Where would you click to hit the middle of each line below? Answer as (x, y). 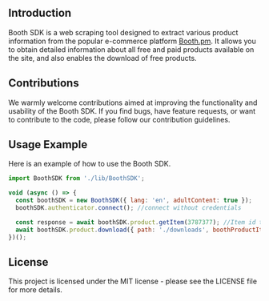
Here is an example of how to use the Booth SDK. (90, 164)
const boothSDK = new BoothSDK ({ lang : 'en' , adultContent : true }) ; (134, 201)
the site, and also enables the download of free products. (103, 58)
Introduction (40, 13)
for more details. (35, 290)
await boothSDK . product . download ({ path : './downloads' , (112, 230)
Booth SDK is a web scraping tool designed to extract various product (123, 32)
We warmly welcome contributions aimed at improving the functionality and (133, 102)
